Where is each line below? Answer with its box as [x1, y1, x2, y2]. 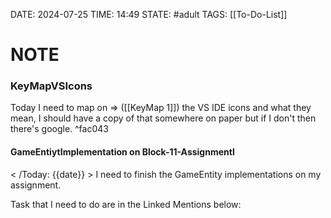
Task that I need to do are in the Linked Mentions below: [10, 198, 242, 210]
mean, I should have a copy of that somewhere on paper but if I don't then [10, 112, 317, 124]
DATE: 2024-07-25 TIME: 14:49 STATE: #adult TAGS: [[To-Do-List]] [10, 9, 288, 20]
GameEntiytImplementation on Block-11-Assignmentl [10, 146, 235, 158]
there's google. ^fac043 [10, 123, 109, 135]
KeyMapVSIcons [10, 79, 93, 93]
